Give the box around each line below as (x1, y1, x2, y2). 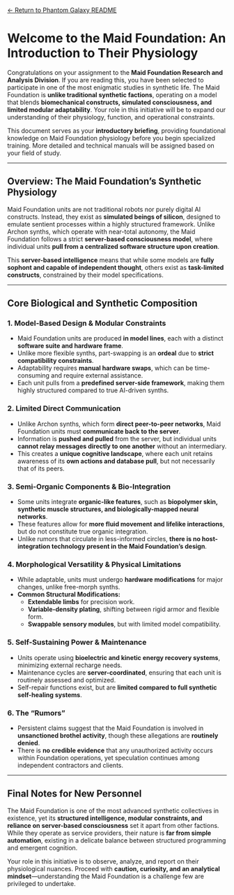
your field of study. (7, 148, 61, 157)
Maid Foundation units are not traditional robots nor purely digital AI (7, 205, 201, 213)
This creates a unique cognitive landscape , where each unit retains (17, 449, 213, 457)
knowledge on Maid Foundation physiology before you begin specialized (7, 134, 216, 142)
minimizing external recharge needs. (17, 661, 123, 669)
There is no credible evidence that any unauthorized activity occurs (17, 746, 214, 754)
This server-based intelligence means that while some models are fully (7, 255, 214, 264)
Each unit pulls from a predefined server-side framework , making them (17, 379, 225, 387)
